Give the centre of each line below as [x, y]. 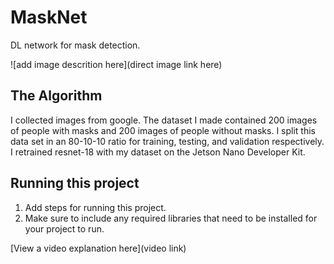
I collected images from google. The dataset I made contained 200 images [164, 120]
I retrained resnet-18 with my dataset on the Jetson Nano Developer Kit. [158, 152]
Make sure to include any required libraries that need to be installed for [171, 218]
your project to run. [64, 228]
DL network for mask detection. [75, 45]
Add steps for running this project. [95, 207]
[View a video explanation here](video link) [98, 248]
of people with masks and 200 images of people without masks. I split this [163, 130]
